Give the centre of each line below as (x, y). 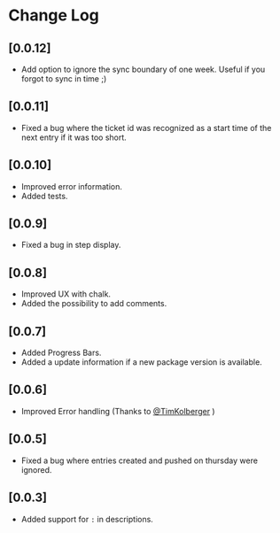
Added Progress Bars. (61, 353)
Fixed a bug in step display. (71, 245)
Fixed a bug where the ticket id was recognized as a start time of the (146, 127)
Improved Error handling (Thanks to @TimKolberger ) (118, 411)
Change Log (54, 15)
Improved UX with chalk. (66, 294)
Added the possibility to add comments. (94, 304)
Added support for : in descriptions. (87, 519)
